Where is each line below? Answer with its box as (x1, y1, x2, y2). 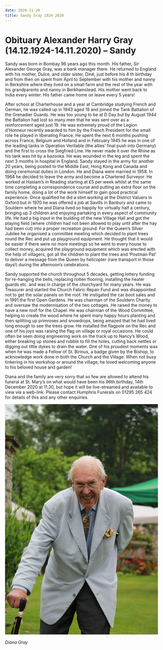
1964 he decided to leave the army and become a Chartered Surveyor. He (5, 174, 153, 180)
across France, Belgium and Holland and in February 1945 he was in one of (5, 138, 155, 144)
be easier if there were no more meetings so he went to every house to (5, 241, 147, 247)
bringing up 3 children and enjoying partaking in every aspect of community (5, 210, 157, 216)
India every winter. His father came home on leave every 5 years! (5, 92, 135, 98)
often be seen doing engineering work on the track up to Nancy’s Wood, (5, 334, 149, 339)
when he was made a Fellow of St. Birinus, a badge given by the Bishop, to (5, 349, 154, 355)
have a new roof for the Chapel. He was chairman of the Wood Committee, (5, 307, 154, 314)
